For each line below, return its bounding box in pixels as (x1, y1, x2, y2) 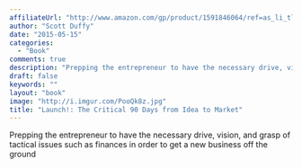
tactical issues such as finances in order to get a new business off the (9, 139, 268, 150)
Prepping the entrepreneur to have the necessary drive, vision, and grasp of (9, 129, 290, 140)
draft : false (9, 72, 58, 81)
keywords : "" (9, 80, 58, 89)
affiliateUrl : (9, 13, 63, 22)
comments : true (9, 55, 67, 64)
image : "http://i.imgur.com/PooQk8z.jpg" (9, 96, 167, 106)
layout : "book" (9, 88, 67, 97)
